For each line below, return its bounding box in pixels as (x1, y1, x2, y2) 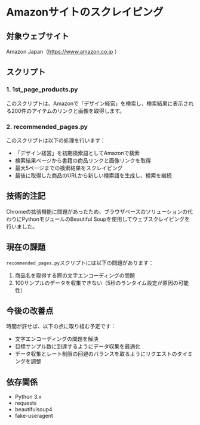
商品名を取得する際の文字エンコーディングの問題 (14, 272, 136, 279)
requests (14, 399, 37, 406)
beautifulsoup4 (14, 406, 53, 413)
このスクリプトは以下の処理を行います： (6, 137, 106, 144)
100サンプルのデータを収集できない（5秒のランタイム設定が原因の (14, 279, 179, 287)
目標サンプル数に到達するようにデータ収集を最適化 (14, 343, 141, 350)
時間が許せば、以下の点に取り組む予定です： (6, 323, 116, 330)
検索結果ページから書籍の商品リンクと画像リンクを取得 (14, 156, 151, 164)
